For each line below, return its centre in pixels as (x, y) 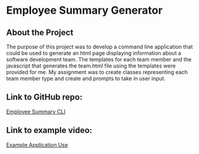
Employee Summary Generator (85, 10)
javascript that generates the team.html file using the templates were (91, 66)
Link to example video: (49, 130)
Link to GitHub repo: (44, 97)
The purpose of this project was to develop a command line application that (99, 47)
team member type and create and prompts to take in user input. (86, 78)
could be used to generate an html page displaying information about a (94, 53)
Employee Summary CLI (36, 112)
